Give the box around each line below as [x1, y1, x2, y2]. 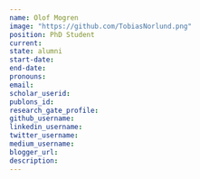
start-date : [9, 55, 54, 64]
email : [9, 80, 34, 89]
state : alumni [9, 47, 63, 56]
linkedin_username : [9, 123, 83, 132]
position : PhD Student [9, 30, 95, 39]
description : [9, 155, 59, 165]
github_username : [9, 114, 75, 123]
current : [9, 38, 43, 48]
